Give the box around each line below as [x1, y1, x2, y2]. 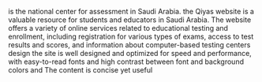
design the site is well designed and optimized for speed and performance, [8, 49, 253, 58]
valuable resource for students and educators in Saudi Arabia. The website [8, 15, 252, 24]
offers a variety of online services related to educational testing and [8, 24, 229, 32]
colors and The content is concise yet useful [8, 65, 153, 74]
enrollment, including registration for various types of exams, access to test [8, 32, 254, 41]
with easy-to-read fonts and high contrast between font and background [8, 57, 245, 66]
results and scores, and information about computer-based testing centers [8, 40, 251, 50]
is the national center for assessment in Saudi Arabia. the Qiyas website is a [8, 7, 255, 16]
